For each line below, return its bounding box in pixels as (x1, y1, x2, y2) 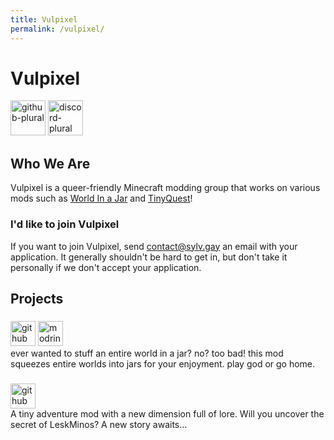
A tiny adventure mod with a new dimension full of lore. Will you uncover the (10, 407, 325, 420)
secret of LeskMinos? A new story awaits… (10, 418, 188, 430)
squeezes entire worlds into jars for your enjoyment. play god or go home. (10, 357, 316, 370)
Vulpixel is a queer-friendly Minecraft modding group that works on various (10, 182, 321, 194)
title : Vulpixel (10, 14, 78, 25)
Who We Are (10, 155, 91, 172)
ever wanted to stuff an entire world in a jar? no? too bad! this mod (10, 347, 284, 359)
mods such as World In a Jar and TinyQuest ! (10, 192, 193, 205)
